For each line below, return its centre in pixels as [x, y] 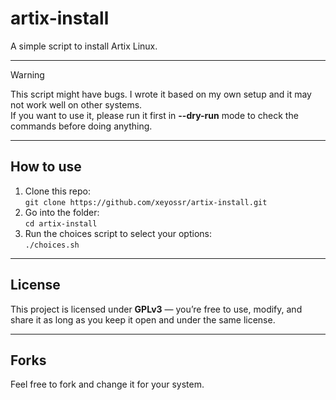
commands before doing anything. [81, 126]
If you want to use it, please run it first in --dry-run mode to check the [154, 115]
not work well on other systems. [76, 104]
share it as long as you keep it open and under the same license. [143, 319]
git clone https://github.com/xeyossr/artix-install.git [146, 202]
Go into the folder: [62, 212]
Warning [27, 74]
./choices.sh [52, 245]
